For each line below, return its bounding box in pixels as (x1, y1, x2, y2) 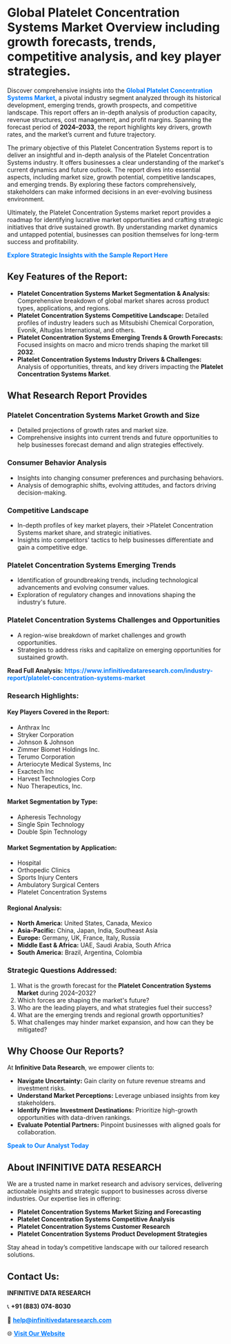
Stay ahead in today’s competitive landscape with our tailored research (7, 1243, 209, 1252)
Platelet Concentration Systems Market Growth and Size (7, 410, 200, 420)
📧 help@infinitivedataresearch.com (7, 1316, 112, 1325)
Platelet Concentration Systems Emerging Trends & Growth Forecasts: (17, 333, 223, 341)
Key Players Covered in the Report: (7, 708, 110, 716)
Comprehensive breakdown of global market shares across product (17, 297, 210, 305)
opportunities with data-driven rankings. (17, 1114, 132, 1122)
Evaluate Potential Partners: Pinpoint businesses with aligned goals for (17, 1121, 221, 1129)
